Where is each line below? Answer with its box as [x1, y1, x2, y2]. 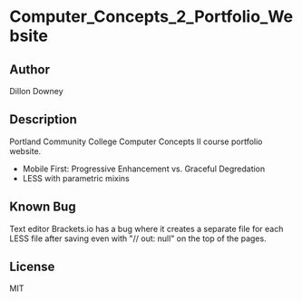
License [9, 259, 55, 275]
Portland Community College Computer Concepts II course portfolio [9, 136, 263, 147]
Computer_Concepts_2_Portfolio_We [9, 6, 294, 27]
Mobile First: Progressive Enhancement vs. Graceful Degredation [22, 163, 266, 174]
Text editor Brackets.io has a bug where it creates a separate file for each [9, 223, 284, 234]
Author [9, 62, 50, 77]
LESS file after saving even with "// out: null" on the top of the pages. [9, 233, 267, 244]
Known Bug [9, 199, 76, 215]
